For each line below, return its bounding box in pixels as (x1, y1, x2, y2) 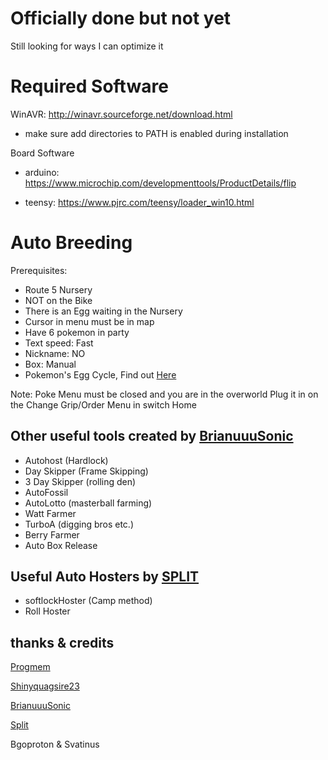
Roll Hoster (24, 605, 71, 617)
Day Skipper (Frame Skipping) (24, 465, 149, 477)
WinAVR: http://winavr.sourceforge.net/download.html (10, 108, 233, 120)
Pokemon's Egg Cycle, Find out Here (24, 368, 177, 381)
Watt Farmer (24, 507, 77, 519)
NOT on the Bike (24, 294, 93, 306)
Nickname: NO (24, 347, 86, 359)
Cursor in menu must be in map (24, 315, 155, 327)
